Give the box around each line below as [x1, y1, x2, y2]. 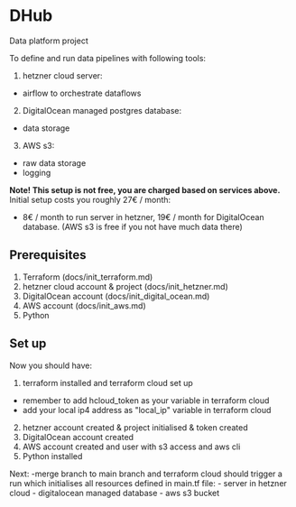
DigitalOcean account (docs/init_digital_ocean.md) [22, 290, 210, 301]
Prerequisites [9, 247, 87, 263]
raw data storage [22, 157, 87, 168]
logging [22, 167, 51, 178]
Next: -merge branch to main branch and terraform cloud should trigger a [9, 468, 282, 479]
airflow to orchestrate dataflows [22, 88, 142, 98]
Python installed [22, 450, 83, 461]
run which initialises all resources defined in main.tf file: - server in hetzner [9, 477, 287, 488]
